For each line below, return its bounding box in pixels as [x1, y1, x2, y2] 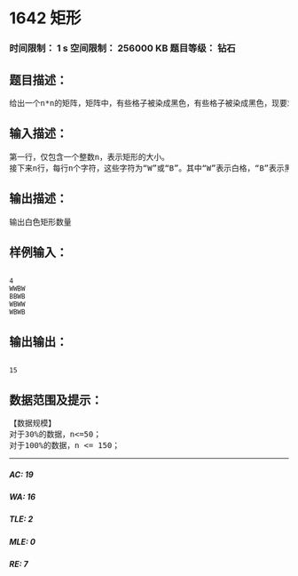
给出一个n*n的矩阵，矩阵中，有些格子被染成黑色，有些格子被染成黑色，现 [9, 98, 280, 108]
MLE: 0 [9, 536, 35, 547]
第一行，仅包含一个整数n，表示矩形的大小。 [9, 152, 170, 162]
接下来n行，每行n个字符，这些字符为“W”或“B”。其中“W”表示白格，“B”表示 [9, 163, 286, 173]
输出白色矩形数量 [9, 217, 72, 227]
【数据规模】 [9, 418, 56, 428]
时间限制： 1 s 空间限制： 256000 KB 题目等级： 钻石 [9, 42, 237, 54]
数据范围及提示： [9, 392, 103, 407]
